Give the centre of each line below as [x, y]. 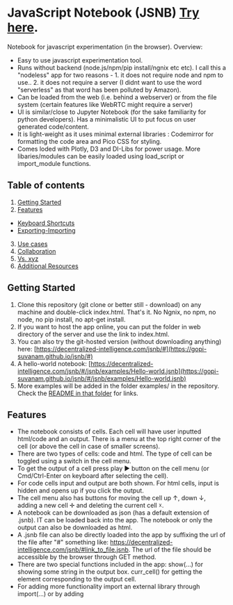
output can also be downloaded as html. [75, 528]
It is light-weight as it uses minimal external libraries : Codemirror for [115, 134]
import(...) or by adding [50, 594]
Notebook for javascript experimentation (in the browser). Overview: [105, 47]
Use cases [32, 244]
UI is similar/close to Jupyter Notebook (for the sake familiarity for [112, 112]
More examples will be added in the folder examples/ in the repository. [118, 386]
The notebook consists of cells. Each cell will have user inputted [109, 431]
